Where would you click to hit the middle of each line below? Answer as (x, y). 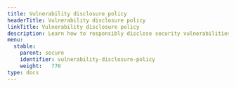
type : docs (23, 72)
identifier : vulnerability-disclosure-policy (88, 60)
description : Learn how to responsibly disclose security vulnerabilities (119, 33)
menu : (15, 40)
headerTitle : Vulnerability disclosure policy (77, 20)
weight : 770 (40, 66)
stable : (25, 46)
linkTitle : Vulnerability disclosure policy (73, 27)
